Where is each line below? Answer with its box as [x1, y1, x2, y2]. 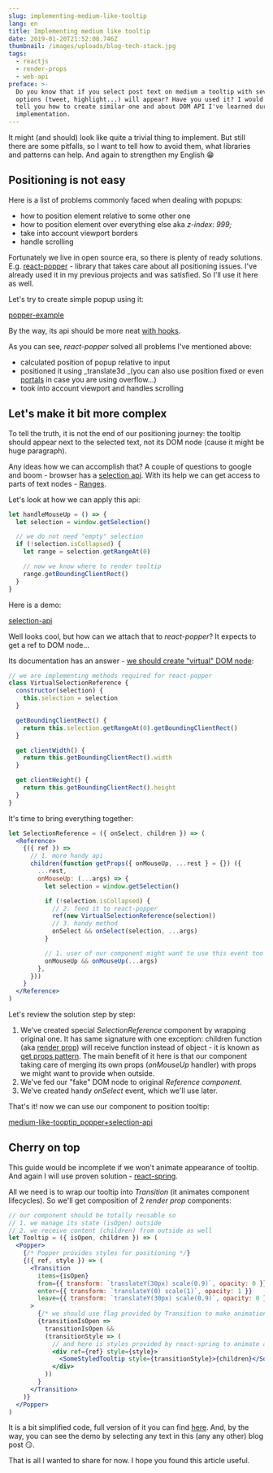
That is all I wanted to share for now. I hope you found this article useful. [8, 1456, 250, 1466]
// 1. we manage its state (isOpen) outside [8, 1218, 162, 1227]
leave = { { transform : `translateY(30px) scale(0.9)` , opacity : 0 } [37, 1295, 267, 1303]
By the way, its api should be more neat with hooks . [8, 326, 181, 335]
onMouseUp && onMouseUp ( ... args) [44, 957, 158, 965]
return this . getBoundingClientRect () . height [23, 784, 176, 792]
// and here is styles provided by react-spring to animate [51, 1340, 260, 1348]
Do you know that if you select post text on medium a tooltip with [15, 87, 253, 96]
